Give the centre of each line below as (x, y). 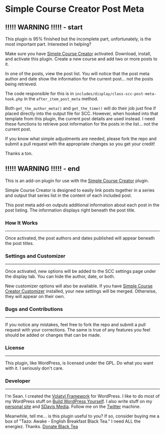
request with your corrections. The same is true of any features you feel (78, 329)
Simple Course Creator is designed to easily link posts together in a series (80, 190)
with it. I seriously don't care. (34, 368)
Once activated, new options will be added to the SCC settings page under (81, 271)
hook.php (14, 99)
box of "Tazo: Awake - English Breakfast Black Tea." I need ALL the (73, 421)
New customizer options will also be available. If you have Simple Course (79, 286)
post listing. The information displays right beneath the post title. (70, 210)
